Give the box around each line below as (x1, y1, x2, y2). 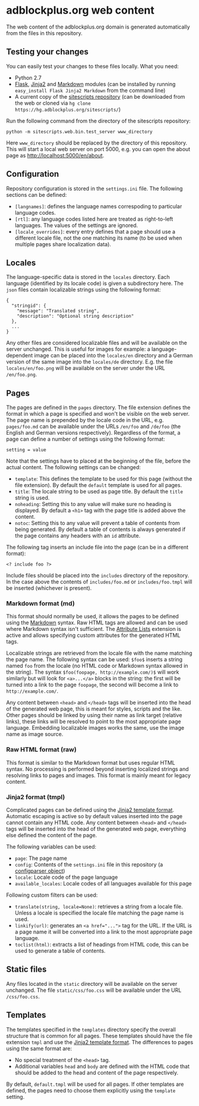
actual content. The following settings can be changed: (6, 464, 141, 471)
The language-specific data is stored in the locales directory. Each (6, 274, 170, 281)
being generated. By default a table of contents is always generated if (14, 526, 186, 533)
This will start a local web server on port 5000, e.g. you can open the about (6, 145, 191, 152)
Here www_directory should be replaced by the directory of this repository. (6, 139, 188, 146)
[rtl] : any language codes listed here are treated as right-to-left (14, 215, 173, 222)
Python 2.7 (14, 74, 42, 81)
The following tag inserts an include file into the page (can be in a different (6, 543, 189, 551)
